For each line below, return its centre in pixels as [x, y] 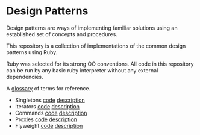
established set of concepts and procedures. [62, 34]
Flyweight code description [49, 125]
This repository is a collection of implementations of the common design [96, 46]
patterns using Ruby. [32, 52]
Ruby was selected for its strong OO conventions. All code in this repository [100, 64]
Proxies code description [46, 119]
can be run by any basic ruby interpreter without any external [82, 70]
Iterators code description [47, 106]
